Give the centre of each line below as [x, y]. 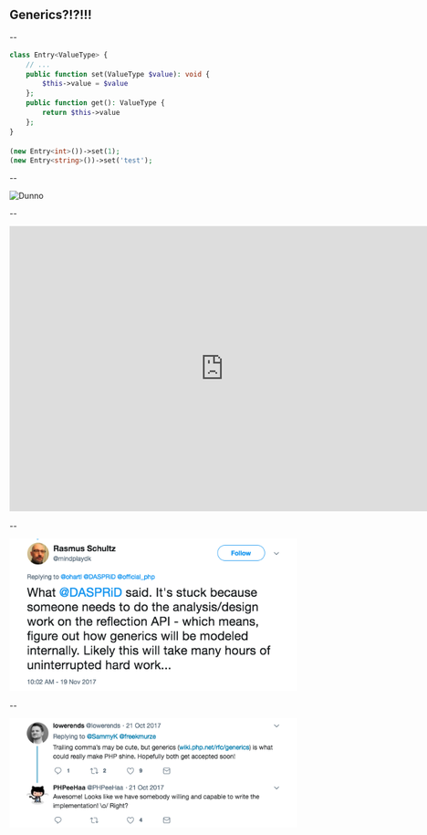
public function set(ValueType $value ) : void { [118, 74]
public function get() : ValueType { [96, 103]
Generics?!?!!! [51, 15]
